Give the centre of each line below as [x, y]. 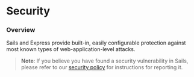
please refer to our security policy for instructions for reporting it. [102, 67]
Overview [21, 30]
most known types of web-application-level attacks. [71, 49]
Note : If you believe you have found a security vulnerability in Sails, [105, 61]
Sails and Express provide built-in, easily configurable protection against [96, 43]
